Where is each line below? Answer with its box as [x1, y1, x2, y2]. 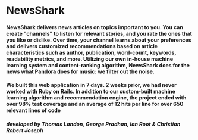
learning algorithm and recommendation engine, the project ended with [6, 94, 187, 101]
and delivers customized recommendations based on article [6, 42, 158, 49]
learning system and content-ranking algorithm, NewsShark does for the [6, 61, 190, 69]
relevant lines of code [6, 107, 61, 114]
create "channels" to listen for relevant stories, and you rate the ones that [6, 30, 192, 37]
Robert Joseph [6, 126, 43, 134]
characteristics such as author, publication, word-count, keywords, [6, 49, 177, 56]
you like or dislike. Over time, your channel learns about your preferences [6, 36, 191, 43]
